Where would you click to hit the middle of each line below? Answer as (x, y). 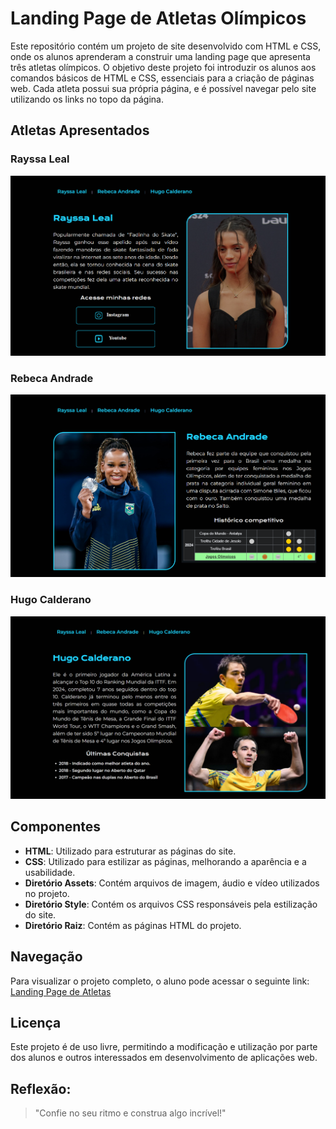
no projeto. (47, 893)
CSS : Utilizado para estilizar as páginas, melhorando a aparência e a (165, 861)
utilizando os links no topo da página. (87, 99)
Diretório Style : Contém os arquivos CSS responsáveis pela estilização (171, 904)
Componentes (56, 827)
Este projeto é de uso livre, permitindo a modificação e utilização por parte (164, 1047)
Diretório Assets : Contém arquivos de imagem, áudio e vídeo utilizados (172, 883)
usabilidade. (50, 872)
